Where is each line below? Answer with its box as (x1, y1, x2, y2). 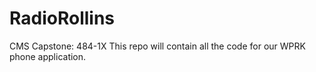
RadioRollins (9, 7, 116, 30)
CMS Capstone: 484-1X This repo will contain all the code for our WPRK (9, 40, 306, 52)
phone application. (9, 50, 87, 62)
